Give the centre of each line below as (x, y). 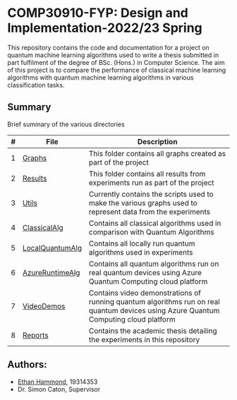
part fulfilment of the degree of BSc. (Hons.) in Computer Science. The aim (116, 62)
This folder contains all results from (147, 174)
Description (157, 141)
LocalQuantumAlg (52, 248)
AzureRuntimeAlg (51, 272)
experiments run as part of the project (151, 183)
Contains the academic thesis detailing (153, 331)
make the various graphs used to (143, 202)
